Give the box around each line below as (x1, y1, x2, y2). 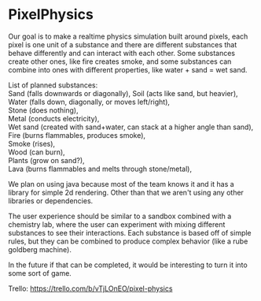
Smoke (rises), (8, 139, 56, 148)
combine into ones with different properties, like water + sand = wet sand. (8, 65, 248, 74)
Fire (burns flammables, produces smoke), (8, 130, 146, 139)
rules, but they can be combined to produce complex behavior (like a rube (8, 236, 248, 246)
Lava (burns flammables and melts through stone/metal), (8, 164, 193, 173)
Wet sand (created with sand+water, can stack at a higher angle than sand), (8, 122, 254, 132)
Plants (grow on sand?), (8, 155, 85, 165)
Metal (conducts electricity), (8, 113, 100, 123)
